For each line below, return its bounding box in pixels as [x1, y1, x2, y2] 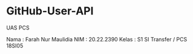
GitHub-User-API [6, 4, 94, 18]
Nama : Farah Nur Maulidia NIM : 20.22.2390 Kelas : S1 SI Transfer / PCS [6, 35, 188, 43]
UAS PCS [6, 24, 30, 31]
